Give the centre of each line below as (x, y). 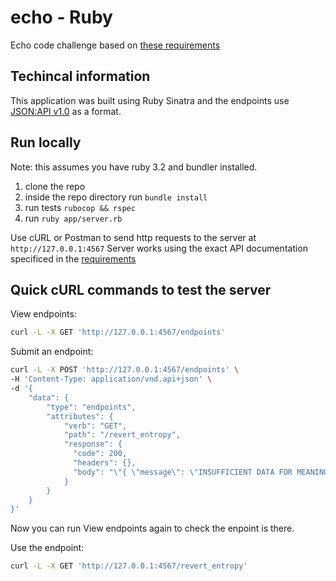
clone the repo (55, 186)
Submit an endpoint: (52, 352)
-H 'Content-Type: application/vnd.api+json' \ (111, 379)
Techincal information (80, 76)
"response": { (93, 444)
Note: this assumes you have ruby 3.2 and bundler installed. (134, 167)
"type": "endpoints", (91, 407)
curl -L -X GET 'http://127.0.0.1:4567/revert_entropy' (129, 566)
